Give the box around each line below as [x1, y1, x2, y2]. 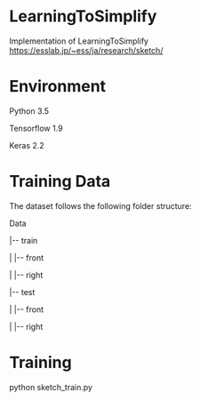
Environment [9, 76, 107, 97]
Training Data [9, 172, 111, 192]
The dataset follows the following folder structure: [9, 200, 193, 211]
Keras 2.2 [9, 140, 44, 150]
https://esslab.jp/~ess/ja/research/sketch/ [9, 44, 164, 55]
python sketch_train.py [9, 381, 93, 392]
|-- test [9, 286, 36, 297]
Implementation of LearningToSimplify [9, 36, 149, 46]
